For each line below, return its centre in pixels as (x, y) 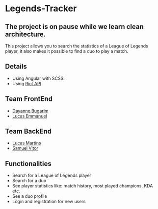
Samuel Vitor (25, 148)
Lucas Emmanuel (30, 116)
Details (16, 67)
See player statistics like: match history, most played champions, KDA (82, 186)
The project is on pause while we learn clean (74, 27)
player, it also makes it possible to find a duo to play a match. (67, 51)
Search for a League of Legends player (52, 175)
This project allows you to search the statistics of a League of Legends (77, 46)
